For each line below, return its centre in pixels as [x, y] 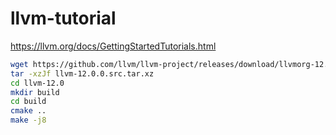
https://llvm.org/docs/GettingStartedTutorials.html [113, 46]
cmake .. [28, 111]
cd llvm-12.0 [37, 83]
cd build [28, 102]
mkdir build [35, 92]
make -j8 [28, 120]
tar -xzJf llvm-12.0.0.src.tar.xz [82, 73]
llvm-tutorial [63, 18]
